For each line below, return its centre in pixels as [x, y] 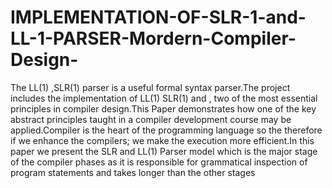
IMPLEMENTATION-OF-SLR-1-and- [158, 17]
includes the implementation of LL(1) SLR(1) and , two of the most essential [164, 98]
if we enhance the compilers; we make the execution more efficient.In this [162, 140]
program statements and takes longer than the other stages [133, 172]
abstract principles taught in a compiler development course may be [151, 119]
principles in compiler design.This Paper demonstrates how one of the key [163, 108]
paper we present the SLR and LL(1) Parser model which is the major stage [164, 151]
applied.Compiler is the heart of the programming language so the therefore [166, 130]
